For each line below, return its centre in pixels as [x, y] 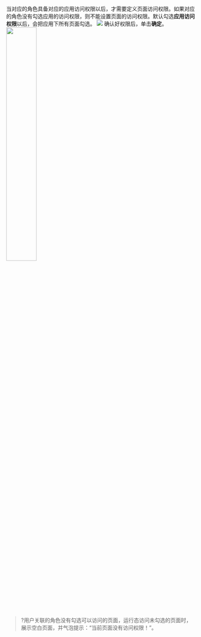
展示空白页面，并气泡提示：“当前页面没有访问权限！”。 [89, 628]
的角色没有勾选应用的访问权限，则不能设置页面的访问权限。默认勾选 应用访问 [100, 16]
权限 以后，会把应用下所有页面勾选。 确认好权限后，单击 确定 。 [87, 24]
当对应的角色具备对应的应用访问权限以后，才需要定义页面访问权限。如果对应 [100, 9]
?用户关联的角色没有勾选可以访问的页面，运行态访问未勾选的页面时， [106, 620]
